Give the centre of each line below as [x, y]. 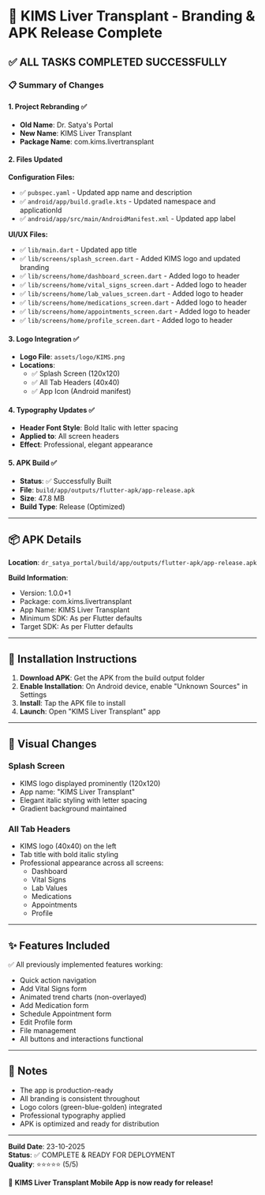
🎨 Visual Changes [52, 744]
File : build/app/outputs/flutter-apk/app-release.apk [107, 489]
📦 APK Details [45, 539]
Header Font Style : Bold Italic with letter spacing [99, 428]
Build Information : [38, 578]
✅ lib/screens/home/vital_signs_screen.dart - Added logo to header [133, 284]
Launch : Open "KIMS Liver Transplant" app [90, 712]
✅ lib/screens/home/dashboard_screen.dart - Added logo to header [130, 275]
